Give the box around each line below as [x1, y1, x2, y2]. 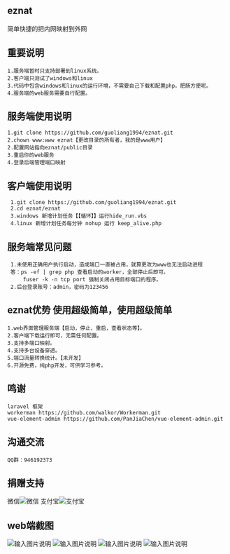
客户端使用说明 [7, 180, 72, 191]
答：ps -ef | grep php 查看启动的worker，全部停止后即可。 [10, 269, 169, 276]
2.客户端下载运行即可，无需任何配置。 [7, 332, 103, 339]
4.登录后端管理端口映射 [7, 159, 66, 166]
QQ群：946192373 [7, 457, 52, 464]
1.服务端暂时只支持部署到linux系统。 [7, 67, 103, 74]
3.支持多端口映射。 [7, 339, 56, 346]
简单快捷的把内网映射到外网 [7, 24, 87, 33]
